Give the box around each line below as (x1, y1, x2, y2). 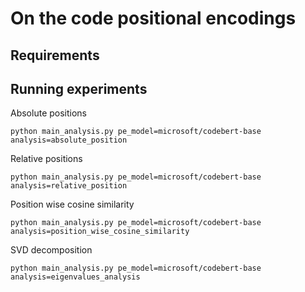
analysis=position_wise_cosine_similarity (10, 227, 190, 237)
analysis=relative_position (10, 181, 128, 191)
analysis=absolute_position (10, 135, 128, 146)
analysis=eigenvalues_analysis (10, 272, 141, 282)
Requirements (10, 47, 100, 64)
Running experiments (10, 80, 148, 97)
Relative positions (10, 153, 83, 165)
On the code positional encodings (10, 7, 297, 30)
